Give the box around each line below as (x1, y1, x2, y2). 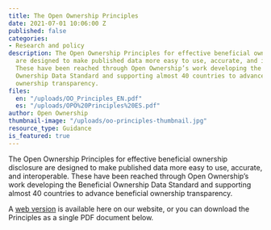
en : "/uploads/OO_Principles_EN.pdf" (15, 94, 143, 102)
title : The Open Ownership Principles (8, 11, 139, 20)
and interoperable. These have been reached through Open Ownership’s (8, 171, 249, 181)
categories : (8, 34, 48, 43)
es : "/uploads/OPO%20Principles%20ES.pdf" (15, 102, 161, 110)
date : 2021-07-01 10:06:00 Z (8, 19, 106, 27)
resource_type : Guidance (8, 124, 92, 132)
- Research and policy (8, 42, 85, 50)
